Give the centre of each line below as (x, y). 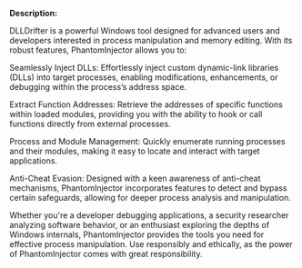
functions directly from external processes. (90, 124)
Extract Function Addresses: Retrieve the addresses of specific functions (146, 104)
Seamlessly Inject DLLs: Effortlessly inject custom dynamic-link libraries (144, 68)
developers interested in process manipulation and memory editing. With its (151, 40)
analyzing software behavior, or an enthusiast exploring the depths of (140, 225)
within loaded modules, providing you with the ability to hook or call (136, 114)
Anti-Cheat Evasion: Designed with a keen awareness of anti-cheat (135, 178)
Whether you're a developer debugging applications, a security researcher (149, 215)
